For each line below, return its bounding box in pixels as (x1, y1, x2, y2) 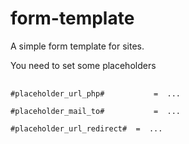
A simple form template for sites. (10, 40, 145, 52)
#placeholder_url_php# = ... (10, 88, 182, 99)
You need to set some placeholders (10, 59, 157, 71)
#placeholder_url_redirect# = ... (10, 123, 163, 134)
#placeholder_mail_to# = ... (10, 106, 182, 116)
